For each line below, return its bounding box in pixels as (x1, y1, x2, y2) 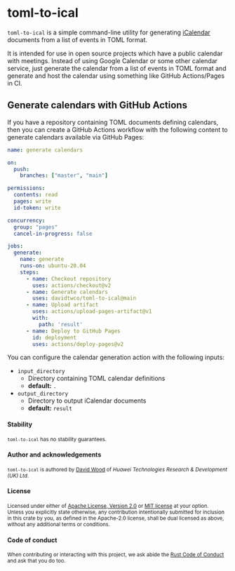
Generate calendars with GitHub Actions (7, 100, 188, 112)
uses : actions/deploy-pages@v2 (32, 340, 124, 348)
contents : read (13, 192, 58, 199)
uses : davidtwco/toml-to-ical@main (32, 295, 137, 302)
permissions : (7, 184, 46, 192)
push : (13, 166, 30, 173)
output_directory (17, 391, 69, 398)
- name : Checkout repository (25, 275, 112, 282)
